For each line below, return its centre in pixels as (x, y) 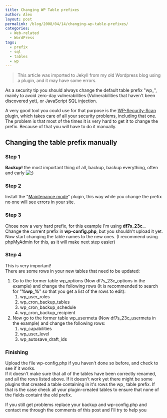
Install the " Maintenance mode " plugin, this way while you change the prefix (83, 197)
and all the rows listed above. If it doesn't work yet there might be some (79, 379)
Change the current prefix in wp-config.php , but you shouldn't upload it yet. (84, 231)
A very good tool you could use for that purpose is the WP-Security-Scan (81, 111)
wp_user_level (34, 334)
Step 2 (13, 186)
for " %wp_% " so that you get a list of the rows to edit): (69, 291)
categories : (17, 29)
